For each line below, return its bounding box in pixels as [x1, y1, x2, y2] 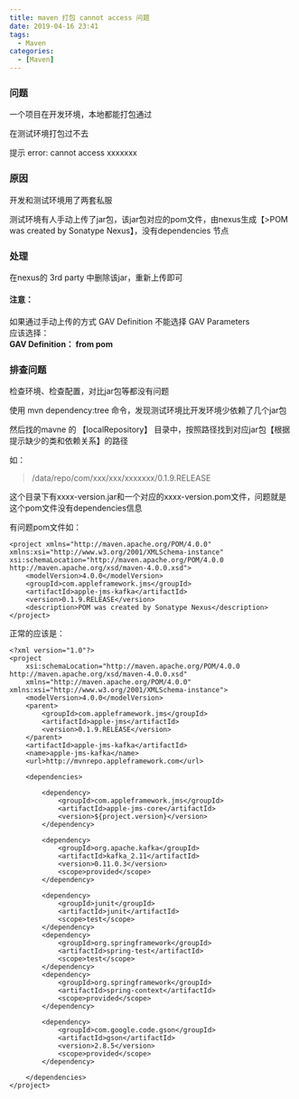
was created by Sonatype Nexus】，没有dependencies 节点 [9, 225, 229, 236]
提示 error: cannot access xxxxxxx [9, 147, 137, 158]
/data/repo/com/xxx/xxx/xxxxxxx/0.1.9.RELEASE [31, 473, 211, 484]
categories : [9, 47, 54, 56]
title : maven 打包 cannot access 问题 [9, 13, 151, 23]
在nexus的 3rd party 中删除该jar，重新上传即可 [9, 272, 183, 283]
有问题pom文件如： [9, 521, 82, 533]
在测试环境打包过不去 [9, 128, 89, 139]
